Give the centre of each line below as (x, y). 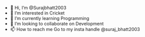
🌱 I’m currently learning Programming (50, 18)
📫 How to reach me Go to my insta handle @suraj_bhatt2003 (75, 29)
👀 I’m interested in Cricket (37, 13)
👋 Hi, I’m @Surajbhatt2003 (38, 8)
